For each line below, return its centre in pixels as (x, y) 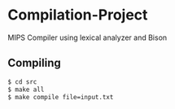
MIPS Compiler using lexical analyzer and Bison (87, 37)
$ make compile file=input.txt (61, 97)
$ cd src (22, 82)
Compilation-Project (78, 15)
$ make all (26, 89)
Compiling (35, 63)
